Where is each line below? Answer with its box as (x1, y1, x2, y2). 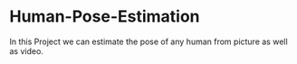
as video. (9, 45, 43, 56)
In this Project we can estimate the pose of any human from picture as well (9, 36, 288, 47)
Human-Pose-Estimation (9, 6, 201, 27)
